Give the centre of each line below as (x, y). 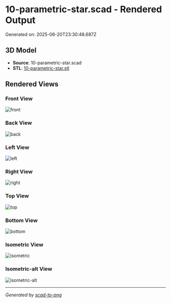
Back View (19, 123)
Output (20, 20)
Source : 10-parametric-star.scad (47, 63)
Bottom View (22, 220)
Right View (19, 171)
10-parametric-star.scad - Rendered (84, 9)
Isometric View (24, 244)
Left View (17, 147)
